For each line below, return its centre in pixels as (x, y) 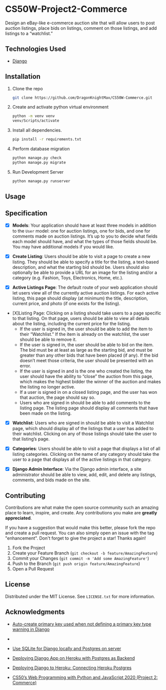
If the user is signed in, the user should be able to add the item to (86, 329)
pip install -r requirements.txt (47, 139)
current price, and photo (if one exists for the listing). (66, 304)
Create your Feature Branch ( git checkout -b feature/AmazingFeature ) (85, 553)
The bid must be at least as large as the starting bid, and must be (86, 350)
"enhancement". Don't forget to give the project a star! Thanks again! (76, 538)
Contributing (25, 495)
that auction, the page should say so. (57, 397)
